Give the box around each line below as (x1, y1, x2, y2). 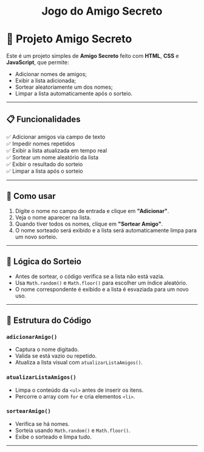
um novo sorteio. (15, 233, 58, 240)
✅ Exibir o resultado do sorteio (6, 160, 83, 168)
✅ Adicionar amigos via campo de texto (6, 133, 106, 141)
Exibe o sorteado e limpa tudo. (15, 433, 92, 440)
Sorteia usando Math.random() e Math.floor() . (15, 426, 131, 434)
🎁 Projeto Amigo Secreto (6, 32, 132, 46)
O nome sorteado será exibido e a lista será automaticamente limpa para (15, 226, 197, 234)
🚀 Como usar (6, 191, 56, 201)
